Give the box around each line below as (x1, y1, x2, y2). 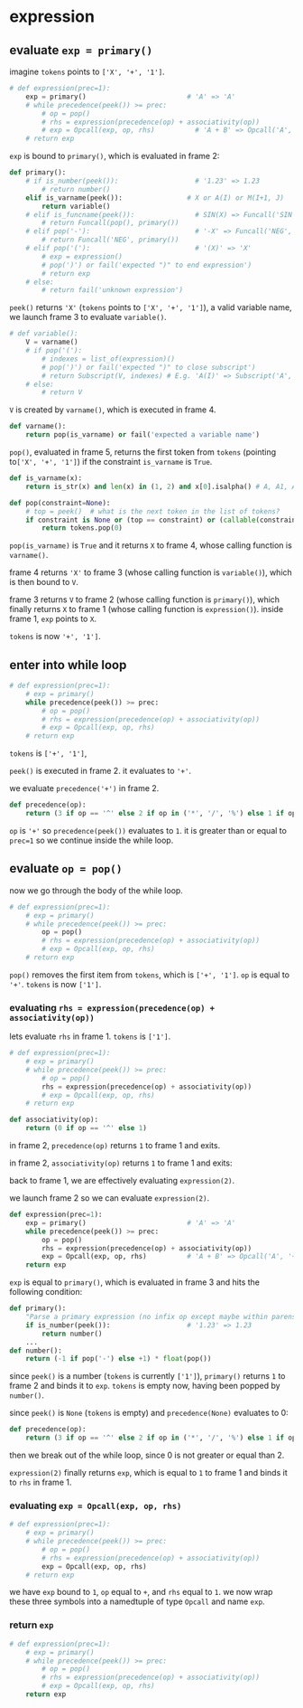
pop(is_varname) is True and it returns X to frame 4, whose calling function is (9, 540, 293, 551)
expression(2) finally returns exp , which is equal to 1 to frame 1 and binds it (9, 1467, 288, 1478)
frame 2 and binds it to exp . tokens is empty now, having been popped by (9, 1381, 281, 1392)
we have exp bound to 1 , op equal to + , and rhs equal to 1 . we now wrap (9, 1587, 273, 1598)
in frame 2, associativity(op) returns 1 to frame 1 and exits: (9, 1157, 233, 1168)
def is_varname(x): (9, 474, 83, 483)
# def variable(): (9, 329, 78, 338)
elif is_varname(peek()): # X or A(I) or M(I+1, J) (25, 193, 284, 203)
